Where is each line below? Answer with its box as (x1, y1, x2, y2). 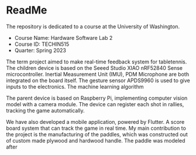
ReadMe (6, 4, 47, 17)
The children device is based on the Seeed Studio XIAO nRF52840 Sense (6, 64, 183, 71)
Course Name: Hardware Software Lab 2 (14, 34, 113, 41)
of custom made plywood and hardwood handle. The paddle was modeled (6, 137, 185, 144)
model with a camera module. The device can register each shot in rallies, (6, 100, 184, 107)
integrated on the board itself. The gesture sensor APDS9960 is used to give (6, 77, 190, 84)
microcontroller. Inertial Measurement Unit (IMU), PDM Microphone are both (6, 70, 189, 77)
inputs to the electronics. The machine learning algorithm (6, 83, 144, 90)
